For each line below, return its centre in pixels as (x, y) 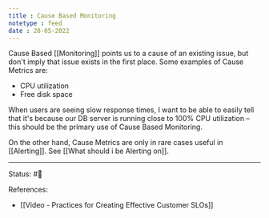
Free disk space (46, 95)
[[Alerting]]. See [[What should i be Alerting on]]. (89, 151)
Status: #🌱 (25, 174)
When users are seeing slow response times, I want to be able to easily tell (131, 110)
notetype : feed (35, 23)
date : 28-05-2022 (39, 30)
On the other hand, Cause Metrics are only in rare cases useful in (116, 143)
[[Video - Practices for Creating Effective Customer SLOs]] (116, 205)
